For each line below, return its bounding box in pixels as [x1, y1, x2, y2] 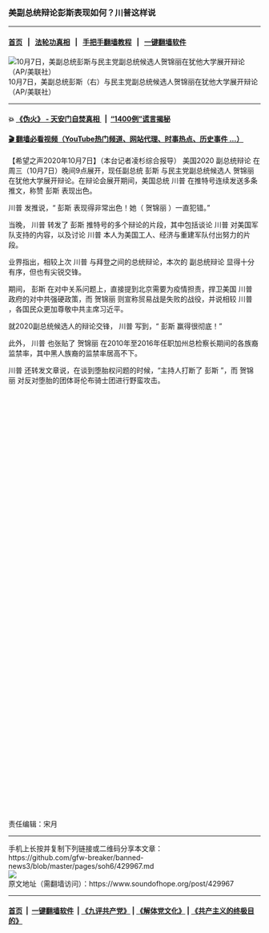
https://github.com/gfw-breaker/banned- [8, 853, 144, 862]
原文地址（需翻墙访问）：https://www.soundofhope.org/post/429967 [8, 878, 235, 888]
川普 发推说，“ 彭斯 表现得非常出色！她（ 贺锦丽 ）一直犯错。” [8, 203, 211, 213]
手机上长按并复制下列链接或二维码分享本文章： [8, 843, 163, 853]
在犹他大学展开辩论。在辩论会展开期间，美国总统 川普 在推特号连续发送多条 [8, 176, 258, 185]
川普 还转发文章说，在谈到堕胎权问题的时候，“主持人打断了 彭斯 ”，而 [8, 365, 239, 375]
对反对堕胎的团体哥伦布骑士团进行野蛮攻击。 [17, 376, 165, 385]
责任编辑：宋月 [8, 819, 58, 829]
